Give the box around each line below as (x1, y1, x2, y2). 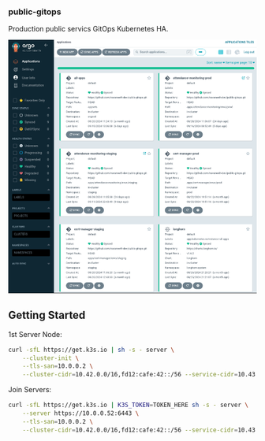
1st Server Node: (8, 329, 62, 339)
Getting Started (8, 309, 86, 322)
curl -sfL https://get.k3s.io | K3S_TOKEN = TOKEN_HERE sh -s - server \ (8, 401, 248, 409)
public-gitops (8, 6, 62, 17)
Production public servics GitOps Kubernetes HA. (8, 24, 169, 34)
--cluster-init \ (22, 354, 80, 362)
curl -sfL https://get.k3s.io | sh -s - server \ (8, 346, 175, 354)
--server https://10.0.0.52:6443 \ (22, 409, 140, 417)
